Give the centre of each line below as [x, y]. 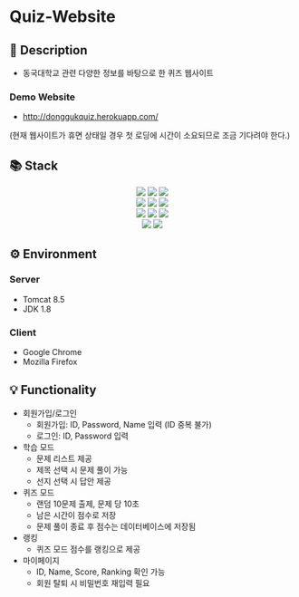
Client [23, 332]
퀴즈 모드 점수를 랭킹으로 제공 [88, 549]
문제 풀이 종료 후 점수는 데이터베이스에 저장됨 [116, 526]
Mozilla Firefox [50, 362]
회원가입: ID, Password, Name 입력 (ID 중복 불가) [124, 424]
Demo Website [42, 97]
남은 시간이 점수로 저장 [76, 515]
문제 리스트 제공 [64, 458]
